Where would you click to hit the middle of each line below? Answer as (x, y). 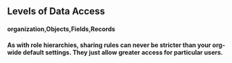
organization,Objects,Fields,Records (61, 29)
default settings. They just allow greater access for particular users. (123, 52)
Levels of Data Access (56, 11)
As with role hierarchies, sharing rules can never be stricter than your (109, 45)
